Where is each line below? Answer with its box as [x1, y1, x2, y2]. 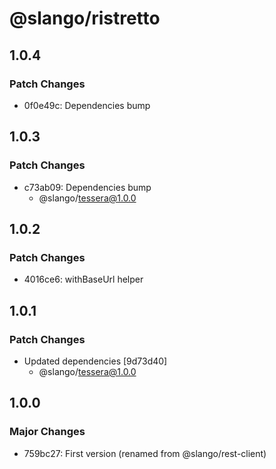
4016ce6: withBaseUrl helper [23, 273, 144, 286]
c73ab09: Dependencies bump [23, 181, 152, 193]
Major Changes [9, 425, 86, 439]
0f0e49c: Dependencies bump [23, 99, 151, 111]
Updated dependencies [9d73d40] [23, 355, 168, 367]
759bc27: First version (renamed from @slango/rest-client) [23, 447, 267, 459]
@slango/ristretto [9, 7, 161, 30]
